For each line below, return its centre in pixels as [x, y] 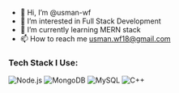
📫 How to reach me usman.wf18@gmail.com [96, 39]
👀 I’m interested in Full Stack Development [91, 21]
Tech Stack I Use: [43, 62]
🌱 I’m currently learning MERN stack [80, 30]
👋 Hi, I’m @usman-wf [55, 13]
